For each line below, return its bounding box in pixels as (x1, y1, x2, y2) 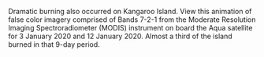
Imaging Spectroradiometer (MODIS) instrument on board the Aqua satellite (8, 23, 253, 32)
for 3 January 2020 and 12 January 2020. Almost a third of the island (8, 31, 232, 41)
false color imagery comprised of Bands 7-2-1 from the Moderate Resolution (8, 15, 256, 24)
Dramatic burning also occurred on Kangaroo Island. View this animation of (8, 7, 252, 16)
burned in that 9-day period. (8, 40, 100, 49)
